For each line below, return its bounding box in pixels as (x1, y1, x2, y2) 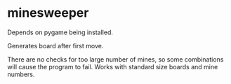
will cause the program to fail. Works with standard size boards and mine (7, 62, 218, 71)
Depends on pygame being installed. (7, 28, 114, 36)
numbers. (7, 70, 35, 78)
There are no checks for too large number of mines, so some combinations (7, 55, 224, 64)
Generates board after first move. (7, 41, 104, 50)
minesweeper (7, 5, 89, 21)
